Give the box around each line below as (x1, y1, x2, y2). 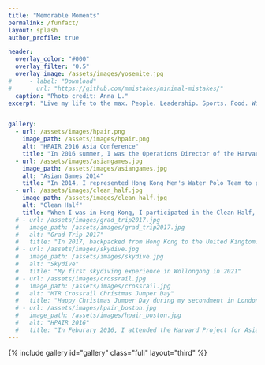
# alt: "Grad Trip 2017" (15, 231, 104, 239)
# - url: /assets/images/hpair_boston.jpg (15, 304, 157, 312)
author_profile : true (8, 33, 80, 42)
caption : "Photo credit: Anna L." (15, 92, 129, 100)
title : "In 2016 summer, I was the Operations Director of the (22, 149, 235, 158)
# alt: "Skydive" (15, 260, 80, 268)
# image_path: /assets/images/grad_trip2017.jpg (15, 223, 185, 231)
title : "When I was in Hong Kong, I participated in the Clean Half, (22, 209, 256, 216)
